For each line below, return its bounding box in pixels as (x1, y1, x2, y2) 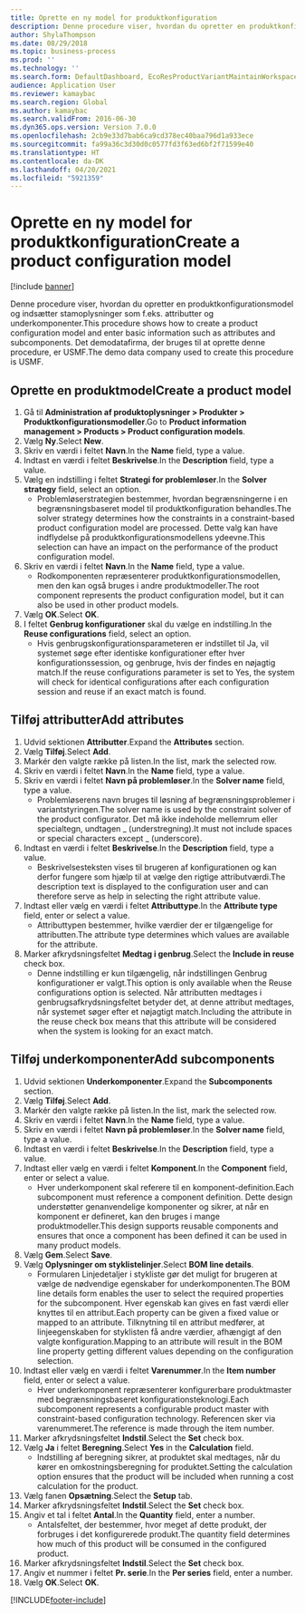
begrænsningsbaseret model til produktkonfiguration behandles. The (36, 503, 292, 513)
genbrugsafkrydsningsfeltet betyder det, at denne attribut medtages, (36, 997, 295, 1007)
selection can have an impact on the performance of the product (36, 541, 279, 552)
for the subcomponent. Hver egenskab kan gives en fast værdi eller (36, 1298, 289, 1308)
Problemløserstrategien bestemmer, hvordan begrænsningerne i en (36, 493, 288, 504)
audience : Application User (10, 81, 117, 90)
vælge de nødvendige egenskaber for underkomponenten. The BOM (36, 1278, 291, 1288)
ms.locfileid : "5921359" (10, 173, 104, 182)
